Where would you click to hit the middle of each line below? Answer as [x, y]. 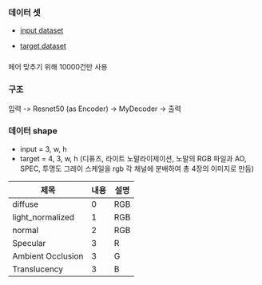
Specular [29, 243]
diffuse [26, 204]
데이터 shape [33, 131]
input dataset [42, 30]
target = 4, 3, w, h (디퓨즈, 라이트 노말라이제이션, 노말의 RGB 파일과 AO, [133, 158]
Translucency [38, 269]
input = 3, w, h [44, 148]
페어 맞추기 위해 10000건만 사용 [58, 67]
